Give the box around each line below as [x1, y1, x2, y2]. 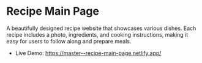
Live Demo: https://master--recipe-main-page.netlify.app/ [15, 49, 162, 56]
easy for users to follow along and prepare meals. [6, 37, 132, 45]
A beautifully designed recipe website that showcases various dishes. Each [6, 24, 196, 32]
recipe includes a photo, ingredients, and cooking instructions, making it [6, 31, 189, 38]
